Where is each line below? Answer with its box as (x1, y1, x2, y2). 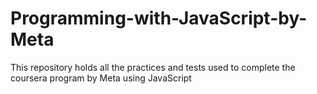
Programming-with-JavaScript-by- (10, 7, 308, 30)
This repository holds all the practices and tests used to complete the (10, 61, 296, 73)
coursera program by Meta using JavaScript (10, 72, 192, 84)
